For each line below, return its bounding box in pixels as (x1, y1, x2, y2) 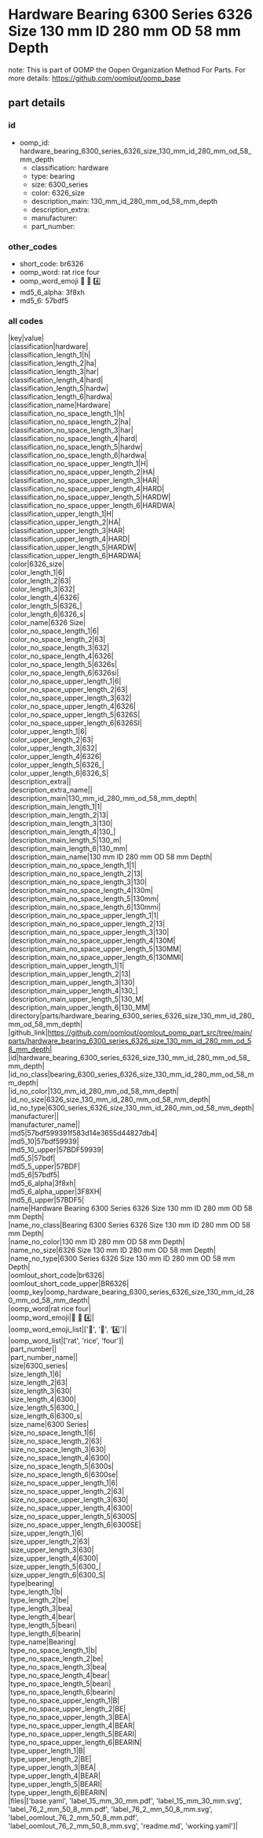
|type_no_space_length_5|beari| (8, 1679, 111, 1688)
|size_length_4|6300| (8, 1395, 77, 1404)
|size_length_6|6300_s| (8, 1411, 83, 1421)
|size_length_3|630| (8, 1386, 72, 1395)
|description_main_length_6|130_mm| (8, 844, 128, 854)
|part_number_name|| (8, 1353, 79, 1362)
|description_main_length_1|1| (8, 802, 103, 812)
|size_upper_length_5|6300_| (8, 1562, 102, 1572)
